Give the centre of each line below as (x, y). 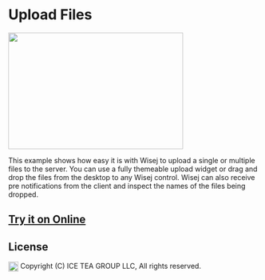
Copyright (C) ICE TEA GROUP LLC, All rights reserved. (111, 266)
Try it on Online (47, 220)
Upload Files (50, 15)
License (28, 247)
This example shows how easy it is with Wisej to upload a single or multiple (132, 160)
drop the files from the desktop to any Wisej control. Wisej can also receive (132, 177)
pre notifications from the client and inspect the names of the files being (127, 186)
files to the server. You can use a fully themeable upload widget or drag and (133, 169)
